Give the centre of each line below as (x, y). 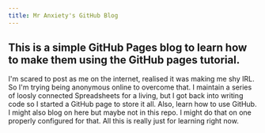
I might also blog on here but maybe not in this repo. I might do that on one (130, 112)
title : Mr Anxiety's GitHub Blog (63, 15)
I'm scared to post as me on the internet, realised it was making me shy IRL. (131, 79)
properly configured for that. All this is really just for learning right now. (123, 121)
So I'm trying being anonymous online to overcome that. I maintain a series (130, 87)
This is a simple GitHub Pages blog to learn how (128, 48)
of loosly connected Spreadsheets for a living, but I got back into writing (126, 96)
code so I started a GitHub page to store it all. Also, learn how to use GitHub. (132, 104)
